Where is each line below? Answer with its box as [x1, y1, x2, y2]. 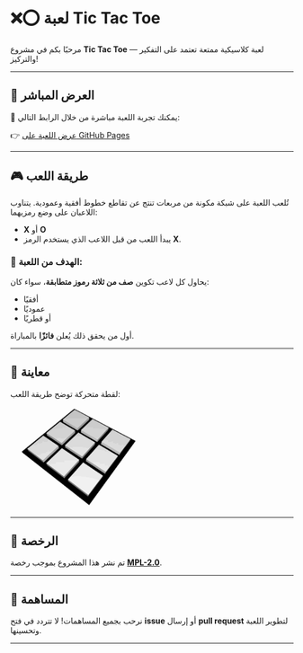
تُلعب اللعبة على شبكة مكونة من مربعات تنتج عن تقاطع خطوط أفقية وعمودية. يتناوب [10, 197, 290, 207]
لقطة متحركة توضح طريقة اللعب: [10, 388, 120, 399]
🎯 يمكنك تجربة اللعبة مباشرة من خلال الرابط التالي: [10, 111, 181, 122]
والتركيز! [10, 53, 39, 64]
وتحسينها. [10, 625, 42, 636]
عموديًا [22, 303, 46, 313]
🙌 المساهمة [10, 591, 68, 607]
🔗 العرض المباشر [10, 88, 95, 103]
